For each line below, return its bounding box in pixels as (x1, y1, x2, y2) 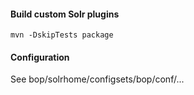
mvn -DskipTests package (10, 30, 114, 40)
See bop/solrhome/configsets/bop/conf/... (10, 73, 185, 85)
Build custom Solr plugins (10, 8, 120, 20)
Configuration (10, 51, 70, 63)
